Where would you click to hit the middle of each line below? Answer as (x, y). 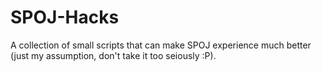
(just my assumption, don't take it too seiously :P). (113, 55)
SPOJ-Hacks (65, 17)
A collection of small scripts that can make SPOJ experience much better (161, 45)
